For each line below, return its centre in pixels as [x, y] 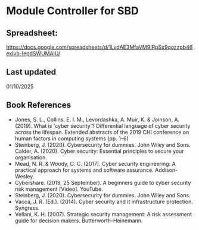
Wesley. [24, 176]
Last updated [31, 72]
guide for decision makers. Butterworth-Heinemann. [79, 220]
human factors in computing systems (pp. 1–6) [72, 138]
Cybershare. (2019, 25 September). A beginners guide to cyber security [103, 182]
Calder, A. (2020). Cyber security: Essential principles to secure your [99, 151]
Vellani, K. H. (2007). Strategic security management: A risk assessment [103, 214]
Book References [39, 105]
